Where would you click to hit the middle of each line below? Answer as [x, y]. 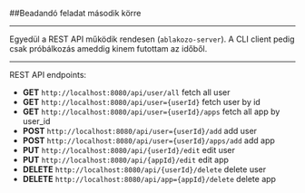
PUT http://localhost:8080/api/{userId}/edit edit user [129, 150]
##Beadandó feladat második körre [75, 13]
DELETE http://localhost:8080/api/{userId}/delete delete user [144, 169]
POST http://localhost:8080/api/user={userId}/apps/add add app [148, 140]
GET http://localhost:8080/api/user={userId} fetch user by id [141, 102]
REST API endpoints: [48, 75]
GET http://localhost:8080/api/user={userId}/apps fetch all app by [151, 111]
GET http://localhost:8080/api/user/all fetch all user [126, 92]
